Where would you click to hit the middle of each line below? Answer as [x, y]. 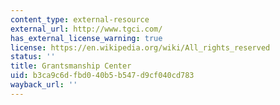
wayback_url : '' [44, 85]
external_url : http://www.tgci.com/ [86, 29]
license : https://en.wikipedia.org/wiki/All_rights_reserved [140, 47]
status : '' [33, 57]
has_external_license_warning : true [86, 38]
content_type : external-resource [80, 19]
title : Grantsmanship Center [71, 66]
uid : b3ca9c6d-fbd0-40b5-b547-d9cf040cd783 [102, 76]
